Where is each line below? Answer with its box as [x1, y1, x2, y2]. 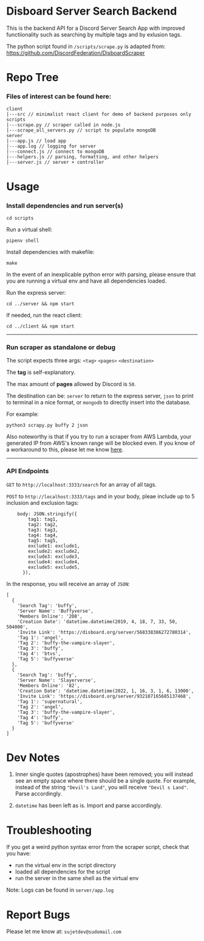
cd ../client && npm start [6, 323, 75, 330]
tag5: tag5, [28, 537, 59, 543]
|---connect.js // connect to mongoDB [6, 149, 104, 155]
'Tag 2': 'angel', [17, 703, 64, 710]
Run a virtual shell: [6, 225, 53, 233]
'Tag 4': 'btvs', [17, 650, 61, 657]
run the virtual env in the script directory [15, 862, 117, 869]
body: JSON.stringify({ [17, 510, 78, 517]
